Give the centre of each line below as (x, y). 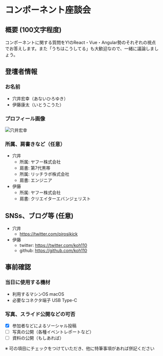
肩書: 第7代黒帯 (35, 168)
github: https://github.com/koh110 (53, 250)
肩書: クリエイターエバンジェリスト (55, 199)
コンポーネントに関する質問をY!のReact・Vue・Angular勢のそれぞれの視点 (81, 42)
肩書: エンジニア (36, 180)
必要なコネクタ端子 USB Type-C (45, 300)
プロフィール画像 (25, 118)
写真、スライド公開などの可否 (40, 314)
